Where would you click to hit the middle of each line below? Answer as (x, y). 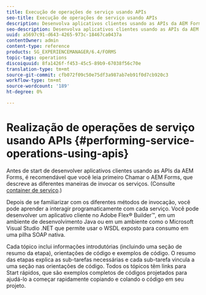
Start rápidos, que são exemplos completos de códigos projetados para (97, 272)
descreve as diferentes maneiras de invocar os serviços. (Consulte (91, 183)
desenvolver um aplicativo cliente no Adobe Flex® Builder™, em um (91, 215)
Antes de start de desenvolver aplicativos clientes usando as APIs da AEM (100, 170)
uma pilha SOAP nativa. (36, 234)
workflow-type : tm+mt (34, 80)
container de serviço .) (34, 190)
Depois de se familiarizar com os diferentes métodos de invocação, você (98, 202)
